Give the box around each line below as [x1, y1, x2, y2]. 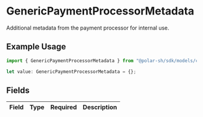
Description [82, 103, 118, 112]
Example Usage [6, 42, 66, 52]
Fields [6, 85, 30, 95]
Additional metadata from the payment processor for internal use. [6, 24, 170, 31]
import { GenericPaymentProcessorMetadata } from [6, 57, 134, 64]
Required [50, 103, 77, 112]
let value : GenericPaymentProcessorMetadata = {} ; [6, 68, 137, 75]
